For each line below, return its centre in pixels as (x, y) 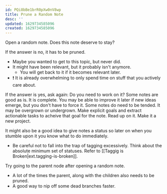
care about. (24, 85)
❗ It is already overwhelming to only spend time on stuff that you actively (86, 78)
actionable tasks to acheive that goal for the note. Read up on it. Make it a (81, 116)
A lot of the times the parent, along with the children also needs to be (83, 176)
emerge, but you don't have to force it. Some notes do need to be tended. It (83, 105)
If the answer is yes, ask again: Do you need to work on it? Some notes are (82, 95)
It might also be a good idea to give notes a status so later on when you (79, 131)
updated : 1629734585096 (30, 24)
